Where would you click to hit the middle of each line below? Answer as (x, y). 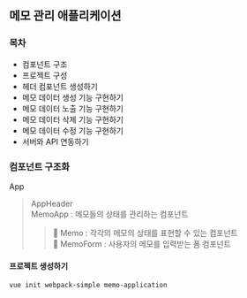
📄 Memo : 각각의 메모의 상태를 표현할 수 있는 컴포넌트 (145, 233)
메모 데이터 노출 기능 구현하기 (72, 108)
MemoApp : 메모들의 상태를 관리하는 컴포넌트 (109, 214)
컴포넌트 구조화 (40, 166)
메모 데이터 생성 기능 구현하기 (72, 97)
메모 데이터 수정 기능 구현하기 (72, 130)
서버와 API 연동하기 (56, 141)
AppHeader (52, 203)
